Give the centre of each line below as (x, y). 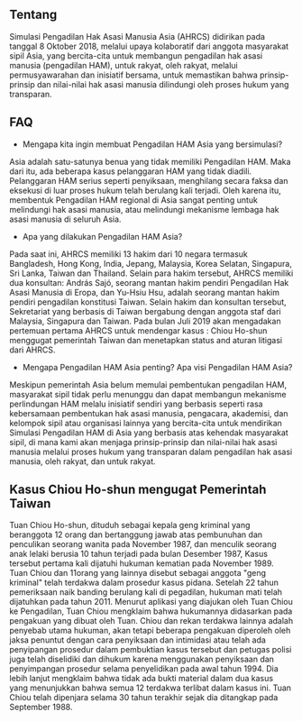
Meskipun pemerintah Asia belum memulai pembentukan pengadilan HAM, (148, 384)
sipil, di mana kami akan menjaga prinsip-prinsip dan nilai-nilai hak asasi (143, 442)
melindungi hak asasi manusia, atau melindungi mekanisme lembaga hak (144, 209)
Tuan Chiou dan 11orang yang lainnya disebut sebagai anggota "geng (138, 573)
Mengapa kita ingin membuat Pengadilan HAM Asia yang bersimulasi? (152, 144)
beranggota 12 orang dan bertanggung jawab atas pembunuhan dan (136, 534)
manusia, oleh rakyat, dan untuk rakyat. (82, 461)
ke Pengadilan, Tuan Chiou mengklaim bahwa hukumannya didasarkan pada (151, 611)
